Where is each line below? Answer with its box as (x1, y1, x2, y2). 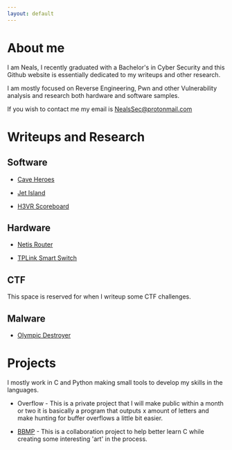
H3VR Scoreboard (17, 202, 69, 210)
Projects (7, 356, 57, 372)
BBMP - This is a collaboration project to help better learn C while (17, 427, 204, 435)
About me (7, 40, 65, 56)
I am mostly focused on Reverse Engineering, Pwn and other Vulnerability (7, 84, 217, 92)
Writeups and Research (7, 129, 145, 144)
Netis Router (17, 240, 53, 249)
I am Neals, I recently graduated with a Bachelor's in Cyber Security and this (7, 63, 225, 72)
